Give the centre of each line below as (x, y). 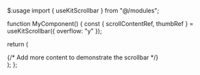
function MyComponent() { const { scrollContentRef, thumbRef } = (100, 24)
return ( (18, 44)
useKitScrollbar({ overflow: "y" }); (55, 31)
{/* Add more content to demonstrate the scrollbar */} (83, 57)
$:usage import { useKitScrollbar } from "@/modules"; (83, 11)
